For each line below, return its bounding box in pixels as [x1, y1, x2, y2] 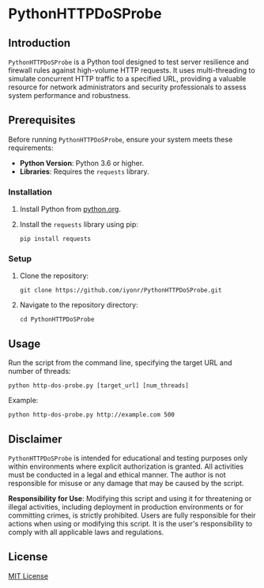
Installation [8, 187, 53, 198]
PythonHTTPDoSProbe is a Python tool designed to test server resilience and [8, 57, 249, 66]
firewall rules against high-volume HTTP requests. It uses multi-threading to [8, 66, 255, 75]
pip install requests [19, 235, 91, 243]
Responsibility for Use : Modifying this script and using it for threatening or [8, 494, 252, 503]
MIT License [8, 571, 49, 581]
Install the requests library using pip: [19, 220, 138, 229]
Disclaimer [8, 432, 62, 446]
